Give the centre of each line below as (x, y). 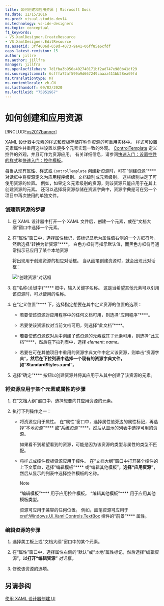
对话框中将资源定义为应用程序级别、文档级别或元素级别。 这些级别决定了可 (81, 177)
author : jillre (21, 55)
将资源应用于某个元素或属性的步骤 (45, 389)
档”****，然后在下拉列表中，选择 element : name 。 (70, 342)
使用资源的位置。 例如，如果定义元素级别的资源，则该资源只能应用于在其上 (81, 183)
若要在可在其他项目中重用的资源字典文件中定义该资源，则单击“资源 (87, 352)
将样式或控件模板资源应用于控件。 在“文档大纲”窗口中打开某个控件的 (89, 461)
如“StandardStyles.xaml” (46, 364)
